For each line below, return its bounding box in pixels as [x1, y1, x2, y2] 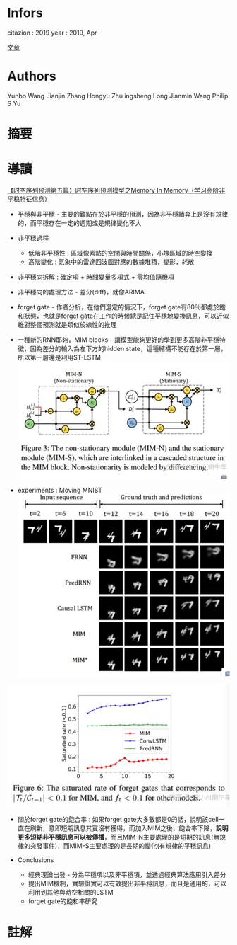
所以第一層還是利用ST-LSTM [17, 353, 101, 362]
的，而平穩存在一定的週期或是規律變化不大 [17, 219, 142, 227]
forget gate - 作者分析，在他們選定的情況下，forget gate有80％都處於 [17, 303, 220, 311]
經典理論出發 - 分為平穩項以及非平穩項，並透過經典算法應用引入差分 [28, 870, 226, 878]
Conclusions [17, 855, 54, 864]
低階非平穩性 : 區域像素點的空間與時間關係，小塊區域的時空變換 [28, 249, 213, 257]
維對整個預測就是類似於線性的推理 [17, 321, 117, 328]
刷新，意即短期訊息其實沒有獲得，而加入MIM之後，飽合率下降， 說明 [30, 823, 229, 832]
